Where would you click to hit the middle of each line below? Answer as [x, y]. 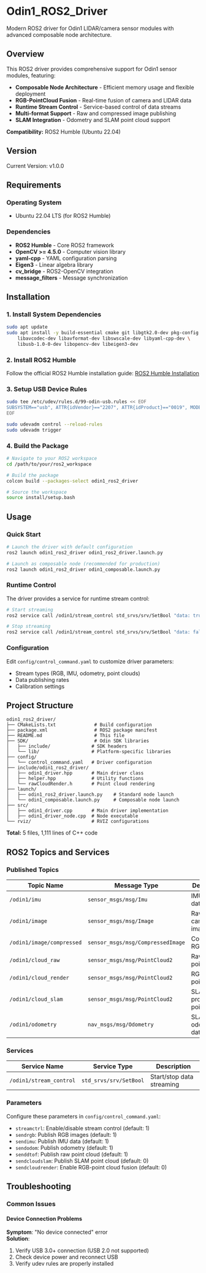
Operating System [34, 202]
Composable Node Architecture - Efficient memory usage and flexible [105, 87]
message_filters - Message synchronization [71, 278]
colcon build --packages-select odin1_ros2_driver [72, 481]
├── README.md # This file [65, 736]
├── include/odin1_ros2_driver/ [48, 768]
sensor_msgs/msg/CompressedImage [136, 943]
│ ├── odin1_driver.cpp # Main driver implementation [87, 811]
